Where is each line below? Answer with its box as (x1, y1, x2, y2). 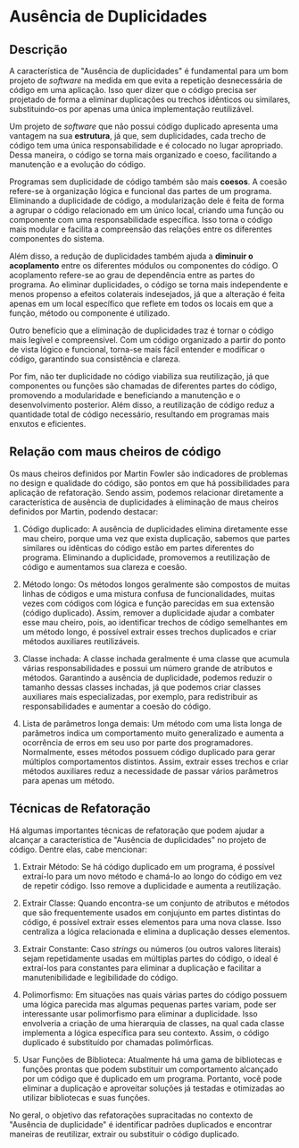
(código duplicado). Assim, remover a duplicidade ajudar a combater (21, 607, 275, 618)
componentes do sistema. (9, 234, 105, 243)
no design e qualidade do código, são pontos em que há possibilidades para (9, 477, 290, 489)
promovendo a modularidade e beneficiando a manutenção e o (9, 390, 241, 400)
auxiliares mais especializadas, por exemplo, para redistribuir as (21, 691, 259, 702)
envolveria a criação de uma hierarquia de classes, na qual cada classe (21, 1017, 285, 1028)
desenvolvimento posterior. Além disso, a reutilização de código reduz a (9, 400, 275, 410)
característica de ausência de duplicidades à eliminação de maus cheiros (9, 497, 279, 507)
